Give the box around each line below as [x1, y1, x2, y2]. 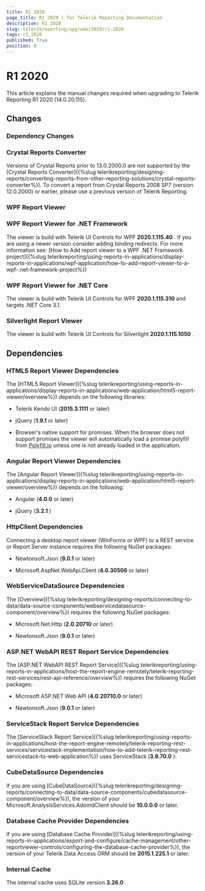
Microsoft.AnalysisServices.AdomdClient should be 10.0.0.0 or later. [6, 801, 179, 809]
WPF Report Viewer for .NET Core [6, 281, 109, 290]
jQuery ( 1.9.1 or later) [15, 417, 68, 424]
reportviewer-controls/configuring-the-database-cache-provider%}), [6, 843, 181, 851]
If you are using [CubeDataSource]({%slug [6, 782, 114, 789]
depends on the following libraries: [59, 393, 146, 400]
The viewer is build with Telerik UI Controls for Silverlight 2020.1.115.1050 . [6, 331, 194, 338]
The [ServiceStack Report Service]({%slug [6, 733, 114, 741]
